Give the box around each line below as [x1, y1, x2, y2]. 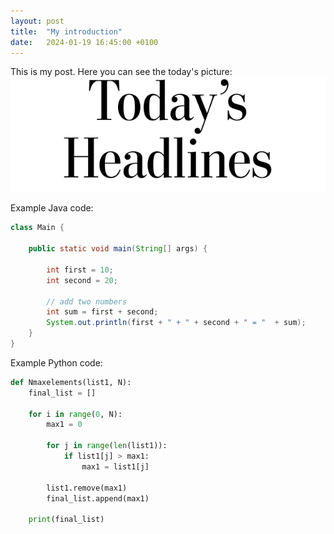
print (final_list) [28, 515, 105, 525]
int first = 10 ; [46, 265, 114, 275]
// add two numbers [46, 296, 128, 307]
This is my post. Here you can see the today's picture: [10, 66, 233, 78]
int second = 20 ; [46, 275, 118, 285]
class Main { [10, 223, 65, 233]
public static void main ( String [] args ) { [28, 244, 208, 254]
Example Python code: [10, 356, 103, 369]
